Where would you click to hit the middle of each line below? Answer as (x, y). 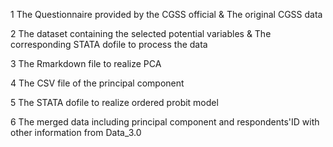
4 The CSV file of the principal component (97, 83)
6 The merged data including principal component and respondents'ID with (165, 122)
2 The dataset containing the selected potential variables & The (141, 33)
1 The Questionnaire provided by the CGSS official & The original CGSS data (166, 14)
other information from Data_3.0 (76, 132)
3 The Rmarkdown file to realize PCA (86, 63)
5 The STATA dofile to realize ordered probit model (114, 102)
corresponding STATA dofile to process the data (109, 44)
